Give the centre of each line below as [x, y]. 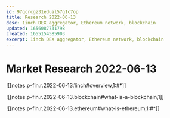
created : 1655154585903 [36, 34]
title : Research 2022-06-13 [41, 17]
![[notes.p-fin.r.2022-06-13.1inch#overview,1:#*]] [66, 85]
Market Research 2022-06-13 [81, 69]
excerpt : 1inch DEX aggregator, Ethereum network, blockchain [85, 39]
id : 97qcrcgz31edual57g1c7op [42, 12]
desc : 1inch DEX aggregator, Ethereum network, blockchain [81, 23]
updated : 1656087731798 [36, 28]
